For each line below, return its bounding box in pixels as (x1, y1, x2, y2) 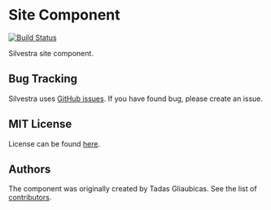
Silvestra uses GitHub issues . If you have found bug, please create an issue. (8, 94, 263, 103)
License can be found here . (8, 138, 101, 148)
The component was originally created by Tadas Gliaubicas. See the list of (8, 184, 258, 194)
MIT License (8, 117, 72, 131)
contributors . (8, 193, 52, 203)
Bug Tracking (8, 72, 78, 86)
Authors (8, 162, 51, 176)
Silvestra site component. (8, 48, 94, 58)
